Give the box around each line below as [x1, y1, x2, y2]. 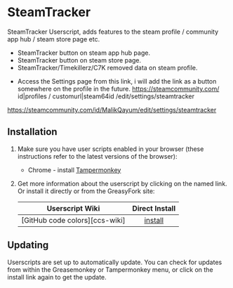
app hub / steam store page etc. [7, 34, 100, 43]
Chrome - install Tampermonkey [27, 166, 121, 174]
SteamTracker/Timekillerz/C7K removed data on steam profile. [17, 63, 198, 72]
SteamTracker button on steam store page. [17, 55, 142, 64]
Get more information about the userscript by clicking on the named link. [17, 179, 227, 188]
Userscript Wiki [46, 203, 100, 213]
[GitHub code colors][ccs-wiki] [20, 215, 126, 225]
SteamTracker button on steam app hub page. [17, 48, 151, 57]
